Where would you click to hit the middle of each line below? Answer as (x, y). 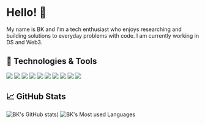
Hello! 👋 (27, 12)
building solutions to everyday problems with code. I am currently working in (103, 35)
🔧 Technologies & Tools (52, 61)
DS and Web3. (24, 42)
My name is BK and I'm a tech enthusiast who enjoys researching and (94, 29)
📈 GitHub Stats (36, 97)
